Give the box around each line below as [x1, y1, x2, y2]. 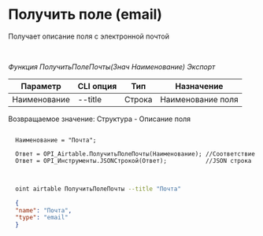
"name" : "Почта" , [15, 206, 72, 214]
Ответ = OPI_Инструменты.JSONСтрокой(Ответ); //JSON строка [15, 157, 252, 164]
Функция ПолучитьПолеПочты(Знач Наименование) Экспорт [8, 61, 216, 72]
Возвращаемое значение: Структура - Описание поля [8, 114, 191, 124]
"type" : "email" [15, 214, 69, 222]
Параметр [20, 80, 61, 91]
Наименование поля [160, 94, 239, 105]
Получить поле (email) [8, 6, 163, 24]
